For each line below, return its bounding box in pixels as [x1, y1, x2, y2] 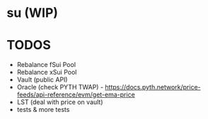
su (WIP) [6, 5, 58, 21]
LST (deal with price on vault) [16, 98, 103, 106]
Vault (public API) [16, 75, 68, 84]
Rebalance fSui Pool [16, 61, 76, 69]
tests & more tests [16, 106, 70, 114]
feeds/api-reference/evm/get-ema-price [16, 90, 135, 99]
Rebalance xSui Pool [16, 68, 77, 77]
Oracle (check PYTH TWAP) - [16, 83, 104, 92]
